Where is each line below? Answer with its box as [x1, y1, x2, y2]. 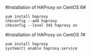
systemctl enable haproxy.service [5, 46, 78, 51]
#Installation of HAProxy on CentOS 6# [5, 5, 86, 10]
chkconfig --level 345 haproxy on [5, 23, 78, 28]
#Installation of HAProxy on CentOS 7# [5, 32, 85, 37]
